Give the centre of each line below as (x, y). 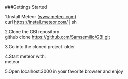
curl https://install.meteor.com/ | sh (41, 22)
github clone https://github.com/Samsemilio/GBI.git (58, 37)
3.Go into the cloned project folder (40, 46)
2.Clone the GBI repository (32, 32)
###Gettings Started (26, 7)
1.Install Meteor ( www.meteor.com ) (41, 17)
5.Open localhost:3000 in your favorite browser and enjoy (64, 71)
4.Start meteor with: (26, 56)
